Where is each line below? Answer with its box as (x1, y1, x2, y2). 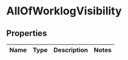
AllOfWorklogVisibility (6, 4, 123, 18)
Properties (6, 28, 47, 38)
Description (53, 46, 88, 54)
